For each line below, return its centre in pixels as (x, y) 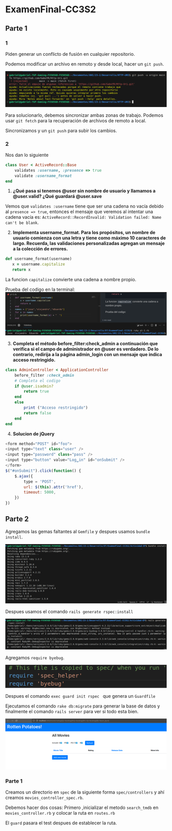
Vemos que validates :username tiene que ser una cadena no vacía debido (84, 206)
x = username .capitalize (39, 264)
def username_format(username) (39, 259)
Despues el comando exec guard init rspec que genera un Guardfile (80, 696)
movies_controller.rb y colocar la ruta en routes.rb (60, 813)
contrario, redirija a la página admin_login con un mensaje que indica (87, 354)
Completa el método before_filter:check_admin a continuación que (85, 343)
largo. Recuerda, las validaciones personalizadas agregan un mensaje (89, 243)
